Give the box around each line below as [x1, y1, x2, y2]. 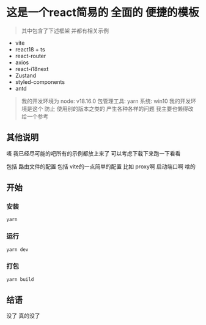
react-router [15, 52, 46, 59]
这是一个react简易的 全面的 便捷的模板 [6, 6, 199, 20]
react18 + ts [15, 45, 45, 53]
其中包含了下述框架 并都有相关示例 [21, 27, 109, 34]
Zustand [15, 72, 37, 79]
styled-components [15, 78, 65, 86]
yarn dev [6, 246, 29, 253]
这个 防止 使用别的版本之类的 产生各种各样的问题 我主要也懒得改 [32, 105, 194, 112]
